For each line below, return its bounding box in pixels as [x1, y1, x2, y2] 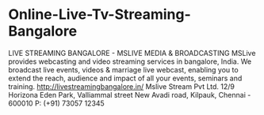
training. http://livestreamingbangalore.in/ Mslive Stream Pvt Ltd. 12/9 [8, 81, 235, 91]
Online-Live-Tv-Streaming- [8, 6, 192, 24]
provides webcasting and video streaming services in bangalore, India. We [8, 57, 252, 66]
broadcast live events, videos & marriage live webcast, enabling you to [8, 65, 239, 74]
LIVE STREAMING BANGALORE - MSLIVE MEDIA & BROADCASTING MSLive [8, 48, 256, 57]
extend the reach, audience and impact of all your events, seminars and [8, 73, 243, 83]
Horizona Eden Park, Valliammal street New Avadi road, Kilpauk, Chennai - [8, 90, 251, 99]
